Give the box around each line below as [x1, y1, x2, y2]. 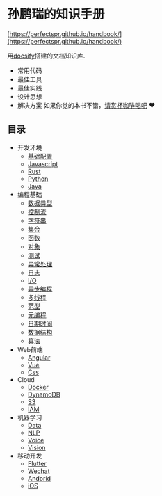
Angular [27, 353, 51, 362]
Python [27, 175, 49, 183]
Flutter [27, 459, 47, 467]
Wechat [27, 467, 50, 475]
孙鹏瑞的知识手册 [7, 6, 106, 22]
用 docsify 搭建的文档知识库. [7, 51, 86, 60]
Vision [27, 443, 47, 451]
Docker [27, 383, 49, 391]
